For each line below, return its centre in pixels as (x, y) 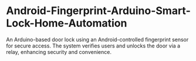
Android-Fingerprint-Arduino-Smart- (98, 11)
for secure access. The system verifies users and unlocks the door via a (93, 46)
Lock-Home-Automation (67, 23)
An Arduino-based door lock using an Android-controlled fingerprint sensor (97, 39)
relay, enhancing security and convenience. (59, 52)
